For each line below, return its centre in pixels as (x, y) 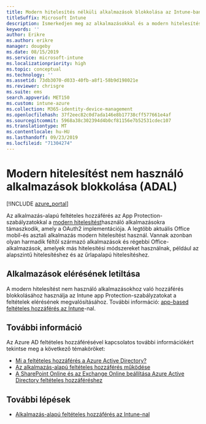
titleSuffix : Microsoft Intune (46, 18)
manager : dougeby (29, 47)
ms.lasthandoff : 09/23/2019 (42, 138)
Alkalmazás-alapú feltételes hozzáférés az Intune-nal (82, 414)
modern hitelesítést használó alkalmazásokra (109, 222)
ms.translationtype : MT (37, 126)
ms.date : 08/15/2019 (33, 52)
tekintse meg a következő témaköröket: (56, 349)
